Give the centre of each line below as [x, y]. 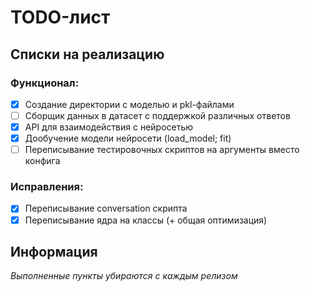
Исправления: [47, 187]
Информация [54, 252]
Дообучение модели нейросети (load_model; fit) [128, 138]
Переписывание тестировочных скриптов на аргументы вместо [162, 150]
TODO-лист [60, 17]
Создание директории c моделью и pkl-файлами [129, 104]
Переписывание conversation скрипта [106, 208]
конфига [42, 161]
